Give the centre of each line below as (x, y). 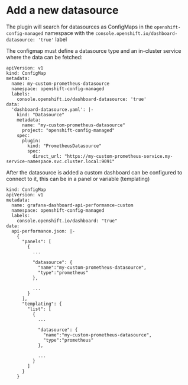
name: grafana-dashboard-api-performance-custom (72, 205)
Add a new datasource (62, 10)
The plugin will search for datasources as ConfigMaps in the (80, 27)
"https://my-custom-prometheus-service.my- (119, 156)
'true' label (52, 39)
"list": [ (39, 309)
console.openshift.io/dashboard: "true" (67, 221)
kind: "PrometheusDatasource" (64, 146)
